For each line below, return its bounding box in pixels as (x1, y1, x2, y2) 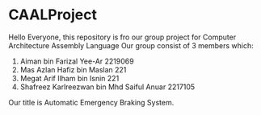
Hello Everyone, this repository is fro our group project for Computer (8, 32, 237, 42)
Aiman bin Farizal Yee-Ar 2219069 (19, 56, 135, 66)
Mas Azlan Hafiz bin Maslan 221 (19, 64, 127, 74)
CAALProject (8, 6, 98, 24)
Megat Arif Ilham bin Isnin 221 (19, 73, 120, 83)
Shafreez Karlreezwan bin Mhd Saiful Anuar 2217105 (19, 82, 196, 92)
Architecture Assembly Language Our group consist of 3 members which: (8, 40, 255, 50)
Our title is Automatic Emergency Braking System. (8, 97, 175, 107)
